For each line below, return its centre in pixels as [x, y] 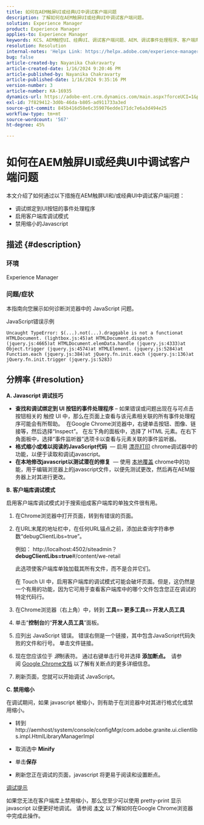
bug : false [20, 57]
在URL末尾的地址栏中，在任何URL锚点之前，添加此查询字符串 [92, 528]
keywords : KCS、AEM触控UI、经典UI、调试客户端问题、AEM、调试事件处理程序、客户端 [101, 40]
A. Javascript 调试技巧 [35, 395]
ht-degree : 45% [25, 125]
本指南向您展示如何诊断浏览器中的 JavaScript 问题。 [72, 308]
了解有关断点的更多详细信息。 [116, 663]
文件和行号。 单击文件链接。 [61, 643]
